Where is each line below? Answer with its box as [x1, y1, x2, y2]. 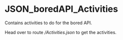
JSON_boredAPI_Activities [4, 3, 118, 15]
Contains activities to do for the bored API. [4, 20, 92, 26]
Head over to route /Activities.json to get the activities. [4, 29, 117, 35]
